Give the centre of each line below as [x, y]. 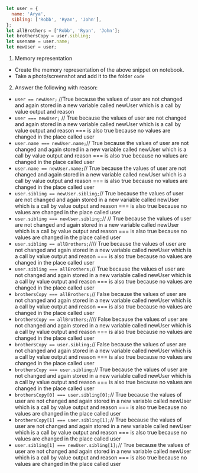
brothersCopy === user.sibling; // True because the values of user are [101, 369]
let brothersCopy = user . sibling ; [49, 36]
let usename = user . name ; [38, 41]
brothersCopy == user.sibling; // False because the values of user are [100, 344]
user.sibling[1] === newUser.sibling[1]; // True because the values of [102, 445]
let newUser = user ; [32, 47]
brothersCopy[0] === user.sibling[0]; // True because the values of [98, 395]
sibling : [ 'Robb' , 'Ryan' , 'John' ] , [56, 20]
